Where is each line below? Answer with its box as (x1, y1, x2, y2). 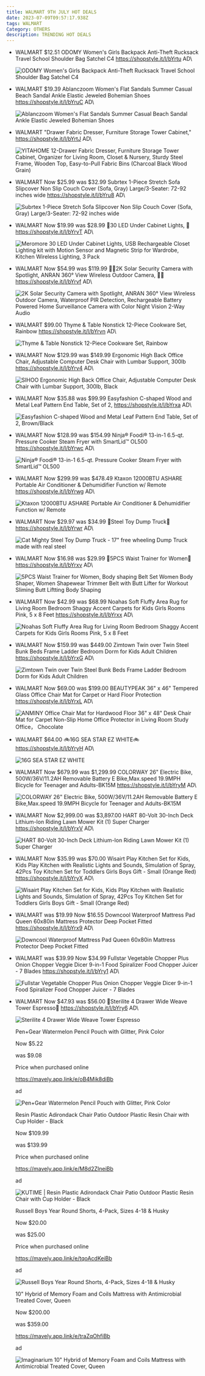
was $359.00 (15, 1321, 49, 1328)
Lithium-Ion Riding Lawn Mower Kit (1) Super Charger (15, 818, 149, 826)
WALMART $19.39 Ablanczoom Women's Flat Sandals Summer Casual (15, 85, 192, 93)
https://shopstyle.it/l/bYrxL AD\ (15, 698, 93, 705)
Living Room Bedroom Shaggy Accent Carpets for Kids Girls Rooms (15, 605, 185, 612)
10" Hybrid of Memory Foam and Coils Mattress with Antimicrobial (15, 1290, 182, 1298)
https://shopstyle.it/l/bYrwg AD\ (15, 488, 95, 495)
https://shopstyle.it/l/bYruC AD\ (15, 99, 95, 106)
